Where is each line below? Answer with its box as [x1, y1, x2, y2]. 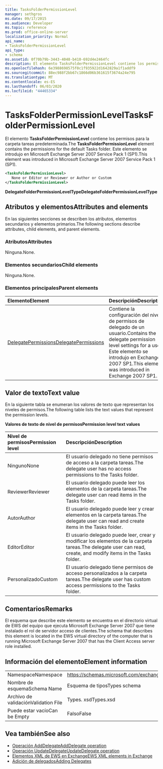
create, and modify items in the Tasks [65, 550, 151, 557]
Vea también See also [5, 730, 70, 738]
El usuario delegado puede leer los [65, 479, 145, 486]
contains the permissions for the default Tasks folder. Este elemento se [5, 146, 147, 152]
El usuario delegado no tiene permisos [65, 453, 154, 460]
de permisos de [109, 317, 145, 324]
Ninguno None [7, 462, 40, 469]
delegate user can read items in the [65, 491, 147, 498]
